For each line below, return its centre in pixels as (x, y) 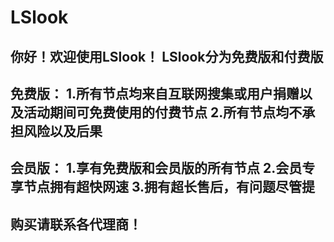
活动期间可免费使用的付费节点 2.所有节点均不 (163, 112)
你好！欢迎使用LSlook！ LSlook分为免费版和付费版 (167, 56)
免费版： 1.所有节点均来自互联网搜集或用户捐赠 (155, 93)
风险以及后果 (63, 131)
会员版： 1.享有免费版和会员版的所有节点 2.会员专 (163, 168)
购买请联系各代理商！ (76, 224)
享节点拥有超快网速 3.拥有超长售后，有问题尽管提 (163, 187)
